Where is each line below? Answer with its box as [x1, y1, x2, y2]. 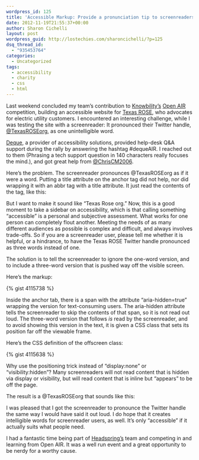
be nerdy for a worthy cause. [6, 447, 77, 454]
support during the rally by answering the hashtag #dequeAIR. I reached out [6, 145, 192, 152]
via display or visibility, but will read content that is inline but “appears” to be [6, 375, 192, 382]
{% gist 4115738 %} [6, 284, 54, 291]
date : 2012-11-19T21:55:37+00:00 [6, 20, 89, 26]
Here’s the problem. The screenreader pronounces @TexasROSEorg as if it [6, 169, 188, 176]
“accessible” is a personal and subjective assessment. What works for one [6, 212, 188, 220]
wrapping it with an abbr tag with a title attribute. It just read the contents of [6, 182, 191, 189]
